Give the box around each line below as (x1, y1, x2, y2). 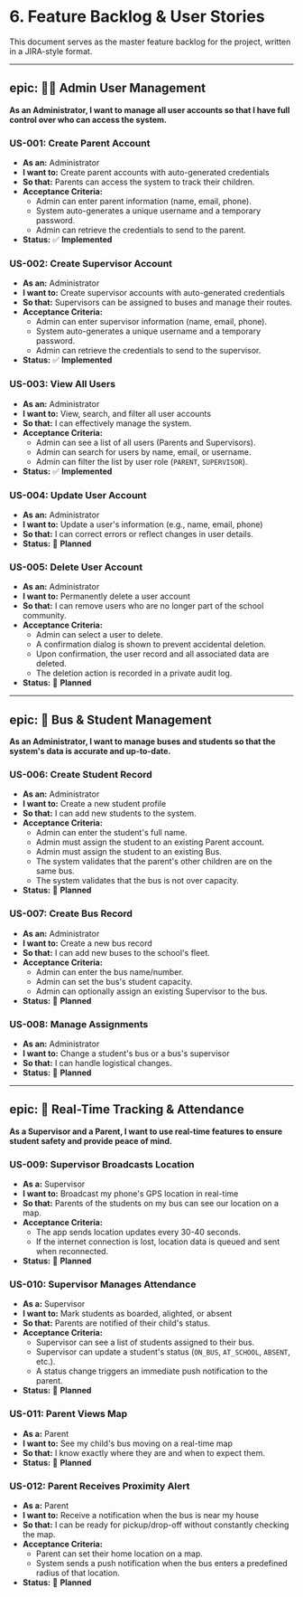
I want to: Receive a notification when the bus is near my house (22, 1509, 260, 1520)
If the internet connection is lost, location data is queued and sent (35, 1236, 280, 1247)
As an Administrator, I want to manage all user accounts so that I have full (9, 104, 290, 115)
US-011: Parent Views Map (9, 1408, 128, 1421)
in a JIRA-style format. (9, 45, 93, 56)
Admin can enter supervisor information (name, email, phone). (35, 317, 268, 327)
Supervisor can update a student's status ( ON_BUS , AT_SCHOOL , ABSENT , (35, 1347, 291, 1357)
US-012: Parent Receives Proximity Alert (9, 1479, 190, 1492)
